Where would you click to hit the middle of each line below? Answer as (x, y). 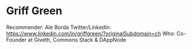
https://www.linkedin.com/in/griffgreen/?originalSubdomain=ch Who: (91, 33)
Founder (16, 40)
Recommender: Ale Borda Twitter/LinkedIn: (59, 27)
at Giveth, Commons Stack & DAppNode (77, 40)
